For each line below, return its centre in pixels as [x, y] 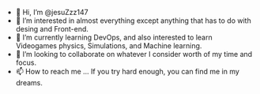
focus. [26, 62]
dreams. [29, 83]
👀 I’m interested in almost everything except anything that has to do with [133, 21]
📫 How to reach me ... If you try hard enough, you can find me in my [127, 71]
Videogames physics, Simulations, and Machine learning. [109, 46]
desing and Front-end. [52, 29]
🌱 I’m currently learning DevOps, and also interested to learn [114, 37]
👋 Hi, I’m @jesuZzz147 [52, 12]
